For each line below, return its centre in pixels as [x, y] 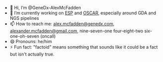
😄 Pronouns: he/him [31, 41]
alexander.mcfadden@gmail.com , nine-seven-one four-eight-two [77, 31]
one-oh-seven [25, 36]
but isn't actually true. [32, 54]
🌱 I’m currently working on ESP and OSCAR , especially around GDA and [83, 13]
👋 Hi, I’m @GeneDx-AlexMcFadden [45, 8]
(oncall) [48, 36]
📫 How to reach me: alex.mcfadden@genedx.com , [62, 24]
